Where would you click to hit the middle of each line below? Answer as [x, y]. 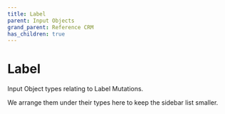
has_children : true [36, 34]
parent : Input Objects [41, 21]
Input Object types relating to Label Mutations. [75, 89]
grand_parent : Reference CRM [51, 27]
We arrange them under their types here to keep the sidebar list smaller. [113, 103]
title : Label [27, 14]
